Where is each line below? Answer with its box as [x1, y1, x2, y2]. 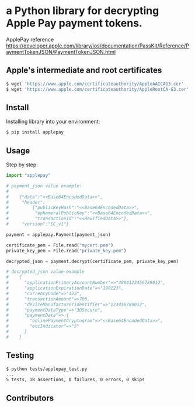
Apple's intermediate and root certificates [6, 66, 162, 76]
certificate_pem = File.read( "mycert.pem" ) [6, 242, 114, 248]
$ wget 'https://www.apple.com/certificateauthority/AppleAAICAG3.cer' [6, 81, 184, 87]
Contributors [6, 393, 54, 403]
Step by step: [6, 161, 38, 168]
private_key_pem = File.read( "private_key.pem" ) [6, 248, 127, 254]
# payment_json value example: [6, 183, 82, 189]
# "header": [6, 199, 46, 206]
